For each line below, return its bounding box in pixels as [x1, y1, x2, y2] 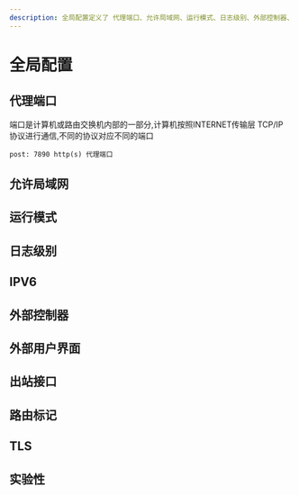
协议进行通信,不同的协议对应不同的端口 [9, 130, 155, 140]
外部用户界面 [9, 340, 81, 355]
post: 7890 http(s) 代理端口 [9, 149, 113, 158]
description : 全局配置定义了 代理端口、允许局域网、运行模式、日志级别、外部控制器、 [9, 13, 294, 22]
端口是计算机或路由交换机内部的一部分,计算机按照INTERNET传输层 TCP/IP [9, 119, 284, 130]
